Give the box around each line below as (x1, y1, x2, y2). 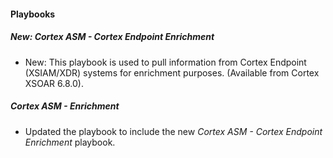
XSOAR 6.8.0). (24, 77, 84, 89)
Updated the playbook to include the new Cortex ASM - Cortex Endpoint (24, 125, 323, 137)
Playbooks (10, 8, 56, 20)
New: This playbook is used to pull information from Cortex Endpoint (24, 56, 307, 68)
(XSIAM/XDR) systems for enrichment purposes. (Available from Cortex (24, 66, 320, 79)
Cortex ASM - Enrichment (10, 100, 120, 112)
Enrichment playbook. (24, 136, 116, 148)
